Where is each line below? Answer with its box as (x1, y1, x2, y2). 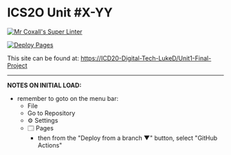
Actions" (37, 141, 63, 149)
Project (7, 61, 27, 69)
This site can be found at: (7, 53, 79, 62)
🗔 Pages (27, 123, 54, 132)
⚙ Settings (27, 116, 58, 124)
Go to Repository (27, 108, 76, 117)
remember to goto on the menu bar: (16, 94, 119, 102)
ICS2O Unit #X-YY (7, 5, 113, 21)
